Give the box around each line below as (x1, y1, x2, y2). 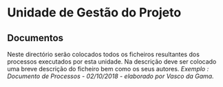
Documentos (7, 32, 64, 44)
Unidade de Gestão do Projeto (7, 5, 182, 21)
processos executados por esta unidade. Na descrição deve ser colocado (7, 58, 217, 66)
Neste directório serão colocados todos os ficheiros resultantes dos (7, 50, 200, 58)
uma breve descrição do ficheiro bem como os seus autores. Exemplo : (7, 65, 209, 73)
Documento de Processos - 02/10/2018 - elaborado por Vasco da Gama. (7, 72, 215, 80)
